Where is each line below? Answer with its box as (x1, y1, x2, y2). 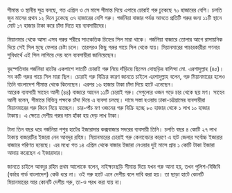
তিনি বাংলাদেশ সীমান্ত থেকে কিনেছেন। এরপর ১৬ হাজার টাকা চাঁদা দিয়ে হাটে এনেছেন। (7, 80, 175, 89)
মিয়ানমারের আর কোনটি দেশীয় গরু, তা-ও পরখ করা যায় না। (7, 178, 123, 186)
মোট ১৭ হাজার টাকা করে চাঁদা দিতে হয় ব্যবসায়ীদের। (7, 21, 108, 30)
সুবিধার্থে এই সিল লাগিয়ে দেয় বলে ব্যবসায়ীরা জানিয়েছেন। (7, 51, 118, 59)
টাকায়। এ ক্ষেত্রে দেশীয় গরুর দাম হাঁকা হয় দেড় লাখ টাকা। (7, 111, 121, 120)
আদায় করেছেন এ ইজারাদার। (7, 149, 64, 156)
